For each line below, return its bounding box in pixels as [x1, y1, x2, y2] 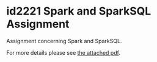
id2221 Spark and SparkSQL [6, 4, 152, 18]
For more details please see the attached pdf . [6, 49, 121, 56]
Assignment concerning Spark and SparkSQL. [6, 37, 122, 44]
